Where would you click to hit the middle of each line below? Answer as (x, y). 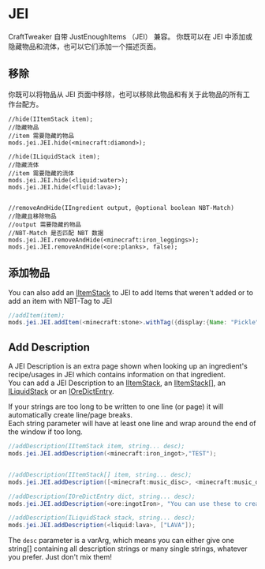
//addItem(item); (37, 315)
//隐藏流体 (24, 165)
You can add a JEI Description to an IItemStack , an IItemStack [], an (117, 383)
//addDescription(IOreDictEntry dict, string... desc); (102, 496)
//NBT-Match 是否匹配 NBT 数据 (56, 233)
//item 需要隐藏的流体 (41, 173)
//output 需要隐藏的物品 (45, 225)
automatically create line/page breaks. (70, 415)
